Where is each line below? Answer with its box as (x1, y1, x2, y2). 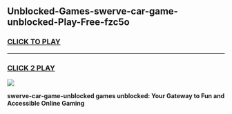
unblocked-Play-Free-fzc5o (7, 17, 130, 28)
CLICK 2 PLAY (7, 63, 55, 73)
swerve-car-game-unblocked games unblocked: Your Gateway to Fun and (7, 91, 225, 99)
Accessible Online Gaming (7, 99, 85, 107)
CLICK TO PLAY (7, 37, 61, 47)
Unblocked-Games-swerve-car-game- (7, 6, 178, 17)
